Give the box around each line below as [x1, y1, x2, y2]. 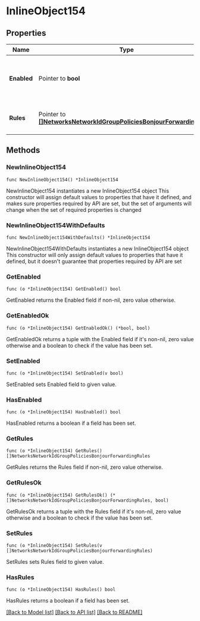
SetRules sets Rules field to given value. [6, 558, 104, 566]
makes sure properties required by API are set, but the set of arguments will [6, 200, 192, 207]
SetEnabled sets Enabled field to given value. [6, 381, 117, 388]
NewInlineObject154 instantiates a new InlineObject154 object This [6, 187, 170, 194]
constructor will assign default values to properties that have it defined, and [6, 193, 192, 200]
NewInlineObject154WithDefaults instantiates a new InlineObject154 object [6, 245, 189, 252]
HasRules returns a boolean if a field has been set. [6, 597, 130, 604]
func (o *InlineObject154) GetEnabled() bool [6, 286, 121, 292]
